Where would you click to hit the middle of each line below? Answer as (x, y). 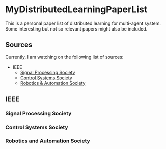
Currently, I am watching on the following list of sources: (64, 57)
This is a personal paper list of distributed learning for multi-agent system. (83, 23)
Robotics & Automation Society (53, 83)
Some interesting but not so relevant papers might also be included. (76, 28)
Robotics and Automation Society (48, 141)
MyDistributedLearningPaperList (76, 9)
